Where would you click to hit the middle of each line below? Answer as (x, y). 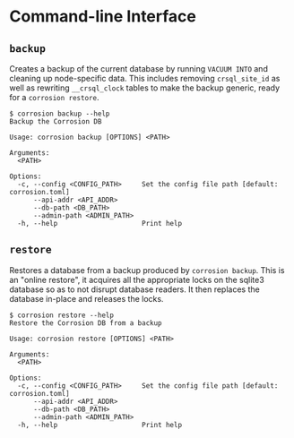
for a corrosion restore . (54, 97)
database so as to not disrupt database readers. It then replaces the (134, 289)
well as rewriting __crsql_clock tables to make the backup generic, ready (145, 88)
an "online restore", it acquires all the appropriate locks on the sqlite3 (137, 279)
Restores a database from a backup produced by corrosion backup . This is (147, 270)
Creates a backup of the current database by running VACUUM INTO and (139, 69)
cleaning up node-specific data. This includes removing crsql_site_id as (145, 78)
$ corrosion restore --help (62, 315)
